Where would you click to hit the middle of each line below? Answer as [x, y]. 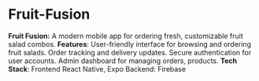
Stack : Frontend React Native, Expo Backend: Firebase [97, 69]
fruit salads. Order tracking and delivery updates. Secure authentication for [130, 52]
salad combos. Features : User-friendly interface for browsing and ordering [130, 44]
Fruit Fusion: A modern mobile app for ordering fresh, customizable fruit [126, 36]
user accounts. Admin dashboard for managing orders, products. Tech [123, 61]
